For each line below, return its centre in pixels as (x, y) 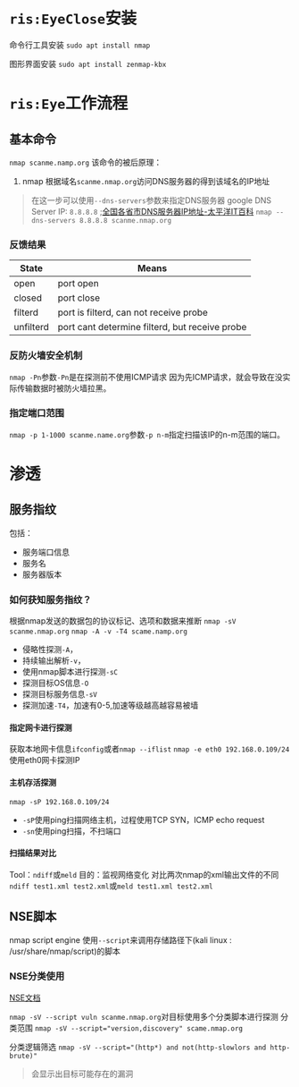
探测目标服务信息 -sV (60, 694)
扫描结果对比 (33, 853)
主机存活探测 (33, 782)
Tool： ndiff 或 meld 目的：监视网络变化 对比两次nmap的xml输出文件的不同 (144, 874)
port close (79, 298)
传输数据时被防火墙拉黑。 (64, 388)
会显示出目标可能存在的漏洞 (82, 1074)
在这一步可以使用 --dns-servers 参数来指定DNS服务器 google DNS (151, 200)
